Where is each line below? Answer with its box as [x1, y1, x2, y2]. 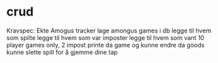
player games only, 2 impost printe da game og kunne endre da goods [6, 41, 205, 49]
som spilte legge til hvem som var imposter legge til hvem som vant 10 [6, 33, 205, 41]
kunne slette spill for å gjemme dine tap [6, 48, 118, 56]
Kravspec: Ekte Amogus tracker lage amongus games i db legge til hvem [6, 26, 212, 35]
